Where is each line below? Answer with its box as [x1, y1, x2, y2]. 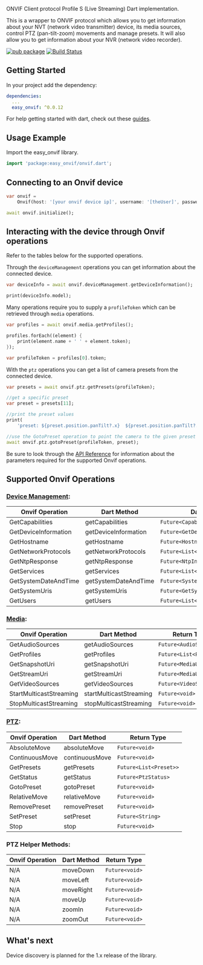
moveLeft [62, 876, 89, 885]
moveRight [62, 886, 93, 894]
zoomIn [62, 905, 83, 914]
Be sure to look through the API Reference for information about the [6, 450, 175, 457]
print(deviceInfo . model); [6, 293, 71, 299]
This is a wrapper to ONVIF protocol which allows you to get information [6, 17, 186, 24]
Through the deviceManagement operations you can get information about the [6, 264, 196, 271]
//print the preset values [6, 411, 74, 418]
